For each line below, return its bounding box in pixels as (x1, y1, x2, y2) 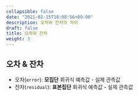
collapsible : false (6, 8, 54, 15)
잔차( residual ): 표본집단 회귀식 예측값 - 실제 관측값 (14, 83, 134, 90)
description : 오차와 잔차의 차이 (6, 19, 78, 25)
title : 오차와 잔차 (6, 31, 48, 37)
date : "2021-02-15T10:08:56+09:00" (6, 14, 94, 20)
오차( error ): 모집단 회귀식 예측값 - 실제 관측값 (14, 76, 121, 83)
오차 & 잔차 (6, 59, 44, 69)
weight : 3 (6, 36, 31, 42)
